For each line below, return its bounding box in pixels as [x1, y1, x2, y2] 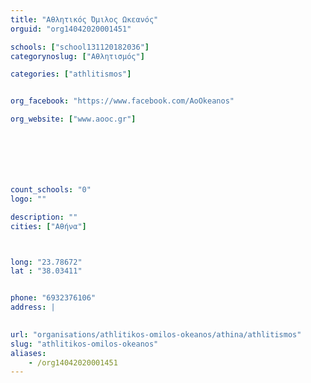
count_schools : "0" [10, 185, 92, 195]
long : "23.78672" [10, 257, 83, 267]
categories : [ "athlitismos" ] [10, 69, 132, 80]
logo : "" [10, 194, 47, 204]
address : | [10, 302, 56, 313]
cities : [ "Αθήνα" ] [10, 221, 87, 231]
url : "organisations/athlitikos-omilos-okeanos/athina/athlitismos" [10, 329, 302, 340]
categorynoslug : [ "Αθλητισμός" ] [10, 51, 145, 61]
